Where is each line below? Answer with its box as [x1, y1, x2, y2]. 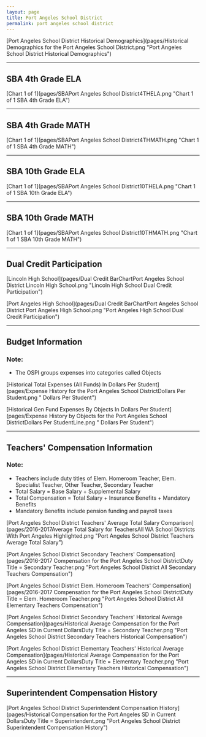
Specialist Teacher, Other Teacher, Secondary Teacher [15, 481, 154, 488]
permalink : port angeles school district [6, 20, 114, 26]
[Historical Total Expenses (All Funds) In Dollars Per [6, 381, 137, 388]
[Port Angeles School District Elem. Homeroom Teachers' [6, 582, 151, 589]
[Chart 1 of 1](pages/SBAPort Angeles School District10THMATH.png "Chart [6, 229, 198, 236]
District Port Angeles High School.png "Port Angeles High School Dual [6, 307, 184, 314]
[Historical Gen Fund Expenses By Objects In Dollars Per [6, 406, 149, 413]
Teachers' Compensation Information [6, 442, 153, 453]
